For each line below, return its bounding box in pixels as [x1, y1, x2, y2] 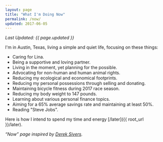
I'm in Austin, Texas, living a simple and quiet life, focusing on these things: [5, 44, 159, 50]
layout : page [5, 7, 32, 12]
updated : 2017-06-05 [5, 21, 48, 26]
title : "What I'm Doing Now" [5, 12, 65, 17]
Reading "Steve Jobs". [12, 107, 58, 113]
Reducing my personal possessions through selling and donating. [12, 80, 146, 86]
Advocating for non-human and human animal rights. [12, 70, 120, 76]
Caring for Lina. [12, 54, 45, 60]
